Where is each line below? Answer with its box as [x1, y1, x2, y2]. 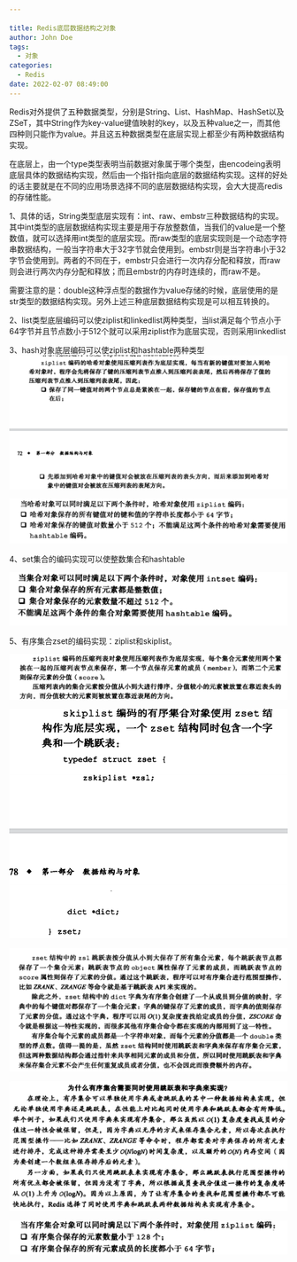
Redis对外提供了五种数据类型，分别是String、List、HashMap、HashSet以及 [9, 106, 285, 117]
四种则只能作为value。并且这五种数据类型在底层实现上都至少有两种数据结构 [9, 129, 285, 139]
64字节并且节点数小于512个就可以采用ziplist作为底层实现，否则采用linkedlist [9, 325, 286, 336]
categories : [9, 61, 53, 70]
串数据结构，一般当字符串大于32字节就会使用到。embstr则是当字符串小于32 [9, 244, 286, 255]
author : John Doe [9, 33, 73, 42]
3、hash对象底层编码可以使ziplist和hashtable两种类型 [9, 344, 205, 355]
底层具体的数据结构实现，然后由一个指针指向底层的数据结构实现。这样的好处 [9, 169, 288, 180]
